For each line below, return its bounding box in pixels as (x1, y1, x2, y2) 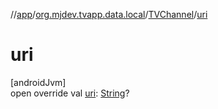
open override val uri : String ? (10, 87, 130, 99)
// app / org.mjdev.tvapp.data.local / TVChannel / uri (10, 9, 208, 20)
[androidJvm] (10, 76, 67, 88)
